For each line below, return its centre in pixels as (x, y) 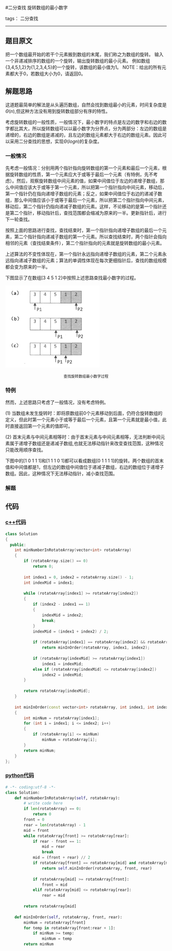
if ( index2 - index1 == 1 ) (61, 604)
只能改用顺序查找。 (26, 450)
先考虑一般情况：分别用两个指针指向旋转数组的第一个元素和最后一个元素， (84, 168)
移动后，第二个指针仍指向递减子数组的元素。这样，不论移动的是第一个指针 (84, 206)
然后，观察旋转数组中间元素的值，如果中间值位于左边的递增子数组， (88, 181)
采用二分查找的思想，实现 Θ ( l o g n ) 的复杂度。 (56, 141)
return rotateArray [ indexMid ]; (57, 691)
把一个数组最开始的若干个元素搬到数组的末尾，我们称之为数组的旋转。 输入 (84, 54)
